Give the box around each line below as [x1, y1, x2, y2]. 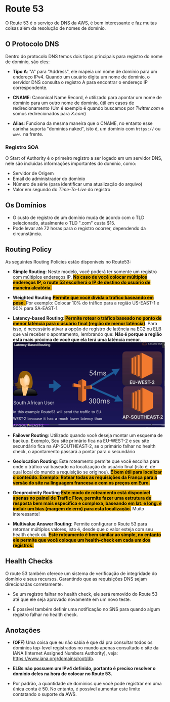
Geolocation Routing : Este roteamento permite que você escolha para [12, 458, 159, 464]
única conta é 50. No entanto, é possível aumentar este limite [12, 686, 141, 692]
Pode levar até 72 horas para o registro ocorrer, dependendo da [12, 225, 146, 231]
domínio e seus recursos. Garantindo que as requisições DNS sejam [5, 576, 147, 582]
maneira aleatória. [12, 284, 52, 291]
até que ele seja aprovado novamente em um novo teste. [12, 596, 131, 602]
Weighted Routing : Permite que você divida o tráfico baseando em [12, 294, 154, 300]
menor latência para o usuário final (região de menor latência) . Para [12, 320, 158, 326]
